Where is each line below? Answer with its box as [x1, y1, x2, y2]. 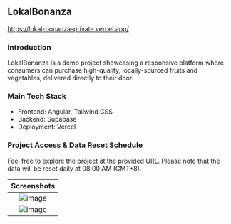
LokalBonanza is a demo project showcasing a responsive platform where [7, 58, 225, 67]
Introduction [7, 42, 51, 52]
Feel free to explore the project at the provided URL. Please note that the [7, 156, 220, 165]
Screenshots [11, 181, 56, 191]
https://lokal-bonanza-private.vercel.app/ [7, 24, 130, 33]
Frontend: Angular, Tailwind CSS [17, 107, 113, 116]
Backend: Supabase [17, 115, 77, 124]
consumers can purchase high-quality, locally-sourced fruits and [7, 66, 198, 75]
